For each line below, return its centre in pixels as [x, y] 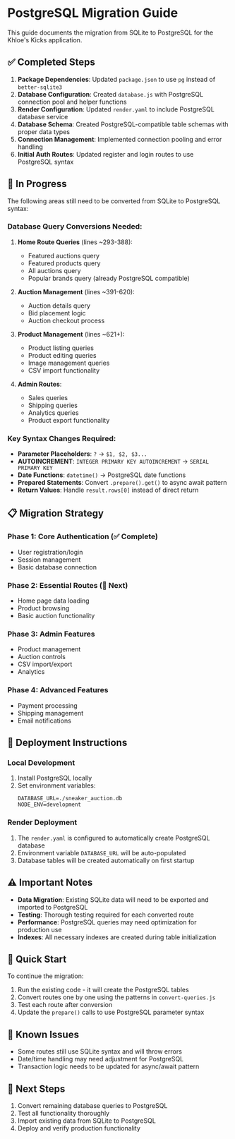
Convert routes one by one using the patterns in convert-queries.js [116, 997]
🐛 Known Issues [43, 1034]
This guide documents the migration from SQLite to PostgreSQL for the [110, 32]
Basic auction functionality [56, 616]
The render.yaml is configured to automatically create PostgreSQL [114, 838]
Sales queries [48, 397]
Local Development [41, 763]
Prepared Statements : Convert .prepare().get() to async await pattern [122, 483]
